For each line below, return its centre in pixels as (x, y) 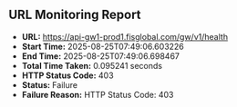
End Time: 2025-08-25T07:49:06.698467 (100, 56)
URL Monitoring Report (75, 15)
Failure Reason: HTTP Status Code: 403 (98, 94)
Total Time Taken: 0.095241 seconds (92, 65)
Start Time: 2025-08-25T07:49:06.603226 (103, 46)
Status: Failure (50, 84)
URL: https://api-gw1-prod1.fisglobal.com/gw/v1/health (125, 36)
